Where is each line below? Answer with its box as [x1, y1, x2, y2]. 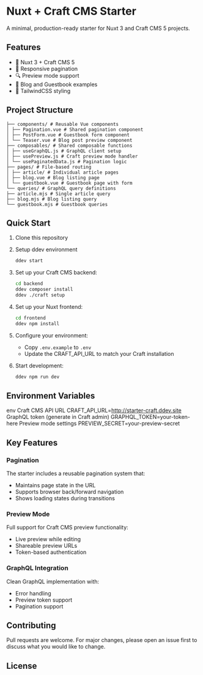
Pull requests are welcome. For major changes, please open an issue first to [6, 636, 197, 644]
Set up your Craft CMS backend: [15, 269, 98, 276]
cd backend [15, 281, 43, 287]
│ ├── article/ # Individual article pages [6, 169, 119, 175]
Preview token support [15, 596, 73, 603]
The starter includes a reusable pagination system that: [6, 470, 146, 477]
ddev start [15, 258, 43, 264]
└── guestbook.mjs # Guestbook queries [6, 201, 108, 207]
